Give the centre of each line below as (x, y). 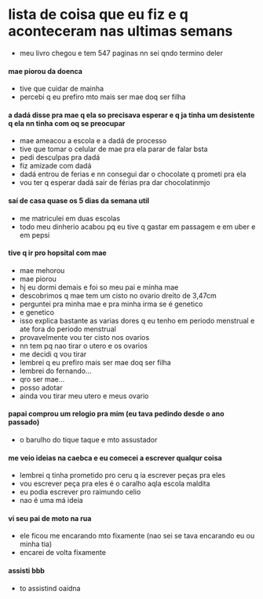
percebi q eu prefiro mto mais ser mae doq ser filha (102, 97)
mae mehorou (42, 270)
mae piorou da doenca (45, 71)
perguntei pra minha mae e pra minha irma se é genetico (111, 304)
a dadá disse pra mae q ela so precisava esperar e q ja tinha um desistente (131, 115)
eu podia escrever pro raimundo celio (80, 492)
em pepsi (35, 235)
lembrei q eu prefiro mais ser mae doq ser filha (95, 362)
